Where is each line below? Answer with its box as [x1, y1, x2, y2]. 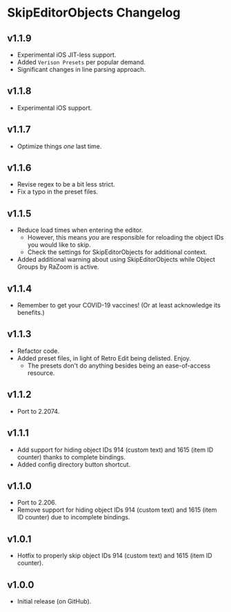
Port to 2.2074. [17, 407, 60, 415]
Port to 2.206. [17, 499, 57, 507]
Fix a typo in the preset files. [17, 188, 99, 196]
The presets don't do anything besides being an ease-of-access [27, 361, 211, 370]
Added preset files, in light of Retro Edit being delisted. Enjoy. [17, 354, 192, 362]
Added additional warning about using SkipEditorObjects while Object [17, 256, 215, 264]
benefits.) [17, 309, 45, 317]
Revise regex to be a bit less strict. [17, 180, 115, 189]
